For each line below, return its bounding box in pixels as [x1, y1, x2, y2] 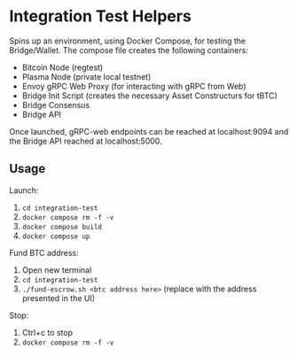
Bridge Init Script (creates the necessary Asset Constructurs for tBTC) [21, 90, 277, 101]
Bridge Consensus [21, 99, 90, 110]
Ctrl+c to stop [21, 327, 74, 337]
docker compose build [21, 222, 102, 231]
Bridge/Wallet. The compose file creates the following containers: [9, 44, 248, 55]
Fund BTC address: [9, 247, 80, 258]
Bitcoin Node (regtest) [21, 62, 104, 73]
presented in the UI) [21, 292, 96, 303]
